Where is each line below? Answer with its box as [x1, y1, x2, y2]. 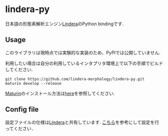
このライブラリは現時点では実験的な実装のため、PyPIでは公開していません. [5, 49, 160, 56]
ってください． [5, 125, 36, 131]
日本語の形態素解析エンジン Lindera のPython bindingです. [5, 21, 124, 27]
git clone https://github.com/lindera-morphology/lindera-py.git [5, 76, 144, 81]
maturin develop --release [5, 81, 62, 86]
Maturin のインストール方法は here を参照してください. [5, 90, 115, 96]
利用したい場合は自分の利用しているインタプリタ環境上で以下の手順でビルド [5, 60, 163, 66]
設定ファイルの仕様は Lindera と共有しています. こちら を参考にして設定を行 [5, 119, 159, 125]
